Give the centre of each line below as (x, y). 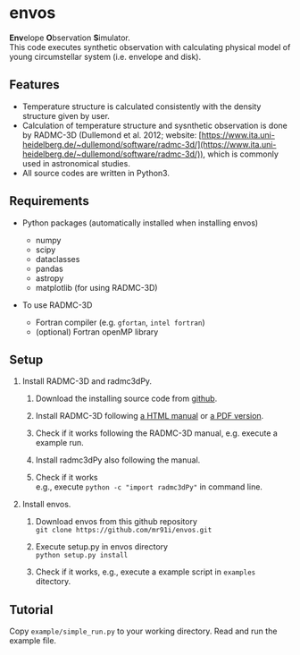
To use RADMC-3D (57, 305)
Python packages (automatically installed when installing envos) (140, 223)
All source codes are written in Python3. (96, 173)
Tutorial (31, 610)
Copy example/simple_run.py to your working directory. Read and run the (143, 631)
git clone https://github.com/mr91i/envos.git (124, 531)
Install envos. (46, 505)
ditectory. (53, 582)
